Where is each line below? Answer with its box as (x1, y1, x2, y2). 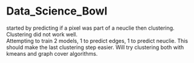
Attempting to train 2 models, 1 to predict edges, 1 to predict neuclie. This (6, 37, 189, 44)
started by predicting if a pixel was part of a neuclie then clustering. (6, 24, 175, 31)
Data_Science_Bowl (6, 4, 108, 18)
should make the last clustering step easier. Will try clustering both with (6, 44, 184, 51)
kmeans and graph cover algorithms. (6, 50, 98, 57)
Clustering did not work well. (6, 30, 78, 38)
